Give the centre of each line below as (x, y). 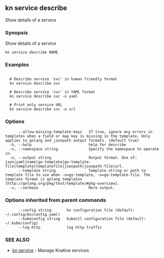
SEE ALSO (17, 239)
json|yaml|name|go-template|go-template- (48, 162)
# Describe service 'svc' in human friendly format (64, 79)
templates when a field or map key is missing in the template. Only (78, 136)
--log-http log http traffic (60, 228)
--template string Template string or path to (82, 171)
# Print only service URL (36, 105)
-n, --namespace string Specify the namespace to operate (84, 149)
